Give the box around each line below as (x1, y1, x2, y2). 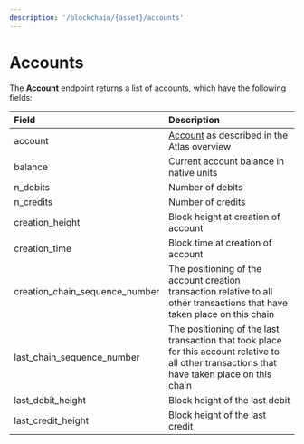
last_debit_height (14, 393, 86, 406)
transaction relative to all (168, 285, 273, 297)
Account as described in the (168, 129, 288, 141)
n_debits (14, 180, 51, 193)
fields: (9, 92, 33, 102)
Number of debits (168, 180, 243, 193)
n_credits (14, 196, 53, 208)
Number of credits (168, 196, 246, 208)
